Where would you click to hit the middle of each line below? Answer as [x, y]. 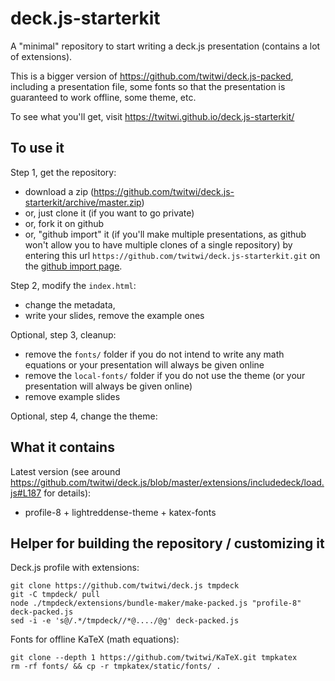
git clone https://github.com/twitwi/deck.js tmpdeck [125, 586]
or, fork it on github [64, 223]
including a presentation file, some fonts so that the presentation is [148, 86]
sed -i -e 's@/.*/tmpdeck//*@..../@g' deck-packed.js [125, 621]
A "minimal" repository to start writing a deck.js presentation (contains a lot [165, 46]
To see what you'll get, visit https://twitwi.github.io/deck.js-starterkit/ [152, 116]
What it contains [62, 447]
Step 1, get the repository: [63, 172]
